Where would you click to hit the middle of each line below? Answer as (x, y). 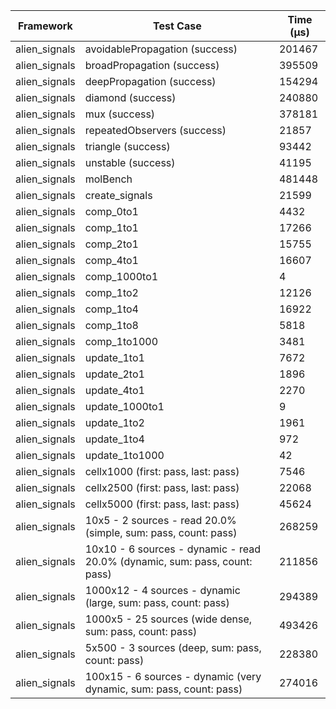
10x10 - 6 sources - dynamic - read (173, 549)
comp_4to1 (111, 260)
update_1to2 (114, 422)
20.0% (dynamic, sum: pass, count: (168, 561)
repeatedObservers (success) (155, 130)
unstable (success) (130, 162)
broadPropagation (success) (152, 65)
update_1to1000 (124, 455)
